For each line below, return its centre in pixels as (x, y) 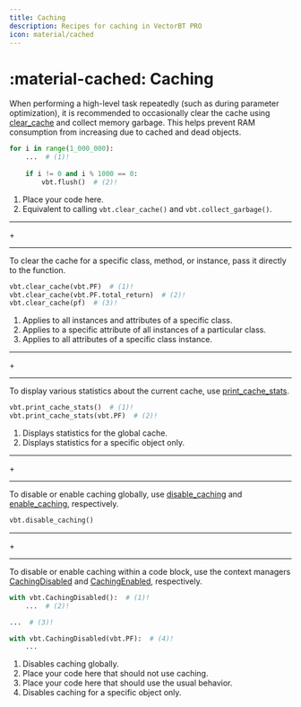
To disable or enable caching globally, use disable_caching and (126, 494)
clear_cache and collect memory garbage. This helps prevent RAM (132, 123)
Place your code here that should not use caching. (115, 674)
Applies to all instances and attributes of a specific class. (127, 321)
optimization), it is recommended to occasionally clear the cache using (140, 113)
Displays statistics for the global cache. (95, 433)
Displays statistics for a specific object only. (103, 443)
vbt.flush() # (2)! (80, 182)
